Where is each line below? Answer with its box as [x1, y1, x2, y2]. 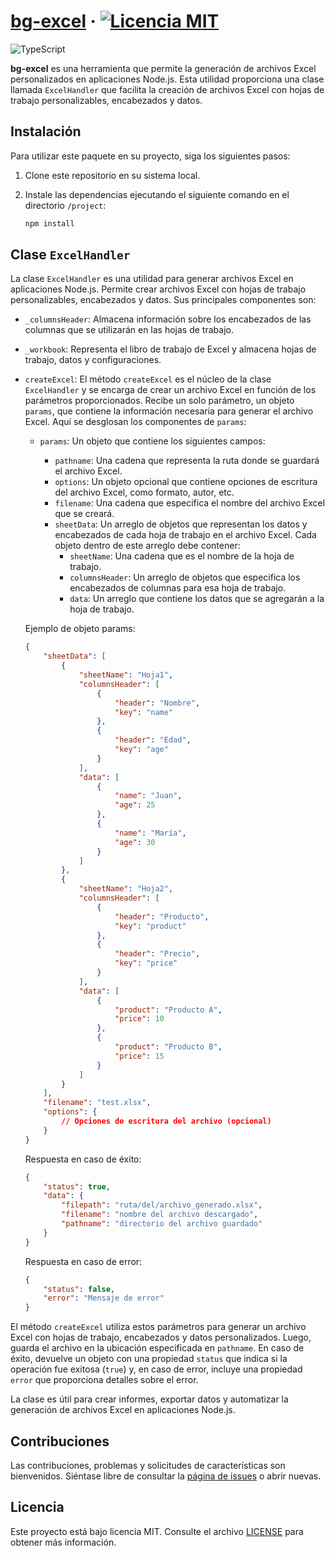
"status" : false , [43, 1284, 116, 1294]
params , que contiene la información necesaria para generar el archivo [24, 405, 314, 417]
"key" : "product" [114, 921, 187, 931]
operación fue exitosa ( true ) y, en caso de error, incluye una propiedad [10, 1363, 303, 1375]
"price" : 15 [114, 1051, 165, 1061]
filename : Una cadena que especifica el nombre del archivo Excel [54, 497, 326, 509]
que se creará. [54, 508, 115, 520]
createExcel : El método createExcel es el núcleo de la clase [24, 373, 272, 385]
